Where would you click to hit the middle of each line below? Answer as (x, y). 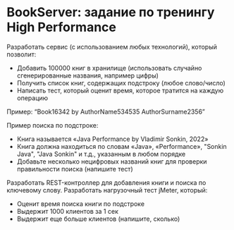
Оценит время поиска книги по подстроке (81, 204)
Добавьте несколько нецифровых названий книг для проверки (112, 161)
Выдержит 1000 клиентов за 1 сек (68, 211)
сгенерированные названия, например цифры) (88, 75)
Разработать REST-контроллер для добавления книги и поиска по (106, 182)
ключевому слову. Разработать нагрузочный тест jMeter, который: (107, 190)
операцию (32, 98)
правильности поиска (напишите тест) (75, 169)
